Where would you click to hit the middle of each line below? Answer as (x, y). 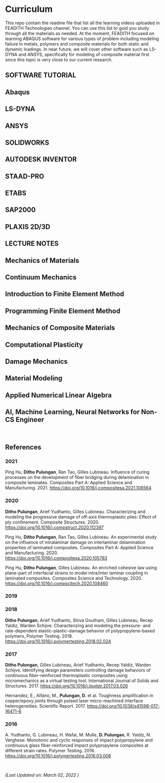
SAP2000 (21, 210)
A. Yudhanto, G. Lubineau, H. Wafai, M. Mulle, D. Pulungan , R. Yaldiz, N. (78, 735)
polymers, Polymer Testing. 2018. (39, 636)
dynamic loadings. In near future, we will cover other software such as (77, 49)
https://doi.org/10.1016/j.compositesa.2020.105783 (56, 558)
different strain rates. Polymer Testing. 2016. (50, 751)
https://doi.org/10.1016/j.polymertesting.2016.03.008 (58, 756)
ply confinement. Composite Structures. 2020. (52, 522)
